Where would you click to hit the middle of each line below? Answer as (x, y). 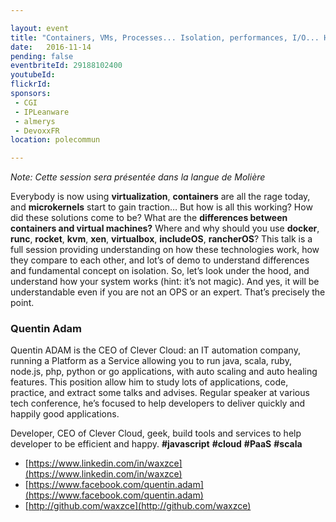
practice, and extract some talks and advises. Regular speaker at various (160, 393)
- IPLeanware (42, 112)
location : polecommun (55, 140)
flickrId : (31, 84)
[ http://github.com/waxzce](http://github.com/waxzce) (138, 506)
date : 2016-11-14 (51, 47)
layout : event (40, 28)
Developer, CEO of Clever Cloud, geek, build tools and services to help (156, 433)
